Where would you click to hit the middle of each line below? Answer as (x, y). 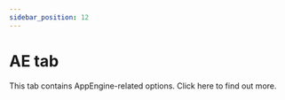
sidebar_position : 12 (49, 17)
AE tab (34, 61)
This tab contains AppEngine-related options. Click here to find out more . (143, 86)
